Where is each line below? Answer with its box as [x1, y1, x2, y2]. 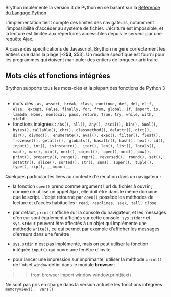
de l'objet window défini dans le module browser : [12, 261, 116, 267]
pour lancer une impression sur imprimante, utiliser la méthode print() [12, 256, 162, 262]
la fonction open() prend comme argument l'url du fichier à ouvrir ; [12, 183, 153, 189]
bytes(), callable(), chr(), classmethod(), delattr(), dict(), [12, 127, 152, 132]
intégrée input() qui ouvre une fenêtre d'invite [12, 246, 111, 252]
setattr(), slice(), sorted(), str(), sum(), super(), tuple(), [12, 160, 154, 165]
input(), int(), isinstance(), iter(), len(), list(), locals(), [12, 143, 156, 148]
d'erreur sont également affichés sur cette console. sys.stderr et [12, 214, 151, 221]
